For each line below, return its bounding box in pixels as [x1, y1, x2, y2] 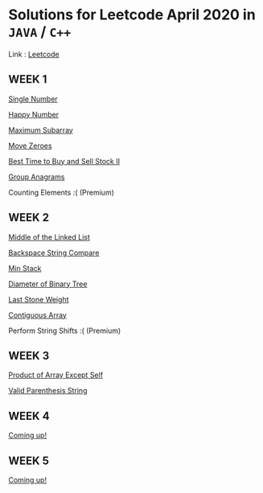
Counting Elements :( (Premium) [8, 187, 114, 197]
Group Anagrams [8, 171, 65, 182]
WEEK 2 [8, 211, 50, 224]
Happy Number [8, 109, 60, 119]
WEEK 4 [8, 409, 50, 423]
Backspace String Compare [8, 248, 100, 257]
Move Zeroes [8, 141, 52, 150]
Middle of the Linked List [8, 232, 91, 242]
